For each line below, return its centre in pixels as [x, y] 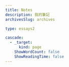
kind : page [30, 47]
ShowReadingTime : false [39, 56]
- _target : [21, 43]
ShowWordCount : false [37, 52]
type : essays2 [20, 28]
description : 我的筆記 [27, 15]
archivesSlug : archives [30, 19]
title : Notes [19, 10]
